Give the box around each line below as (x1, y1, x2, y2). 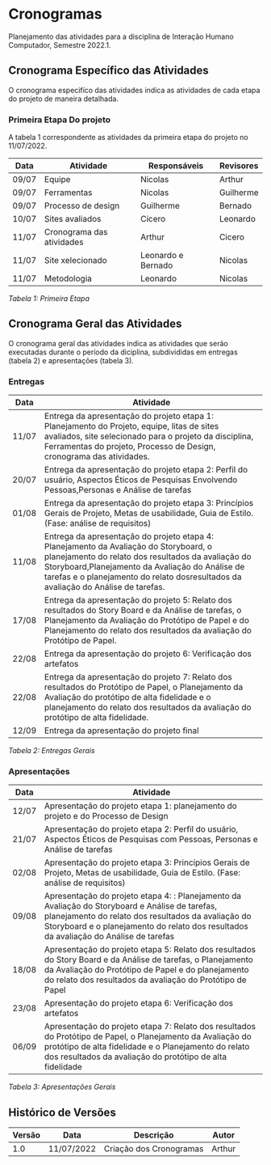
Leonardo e (140, 250, 184, 261)
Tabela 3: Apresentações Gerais (8, 1082, 116, 1092)
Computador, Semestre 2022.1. (8, 40, 111, 49)
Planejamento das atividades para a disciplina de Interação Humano (8, 32, 234, 41)
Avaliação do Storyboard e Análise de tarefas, (44, 900, 218, 912)
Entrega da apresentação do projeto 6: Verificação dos (44, 648, 252, 659)
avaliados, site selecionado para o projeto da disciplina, (44, 430, 254, 442)
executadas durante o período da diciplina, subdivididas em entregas (8, 347, 238, 357)
